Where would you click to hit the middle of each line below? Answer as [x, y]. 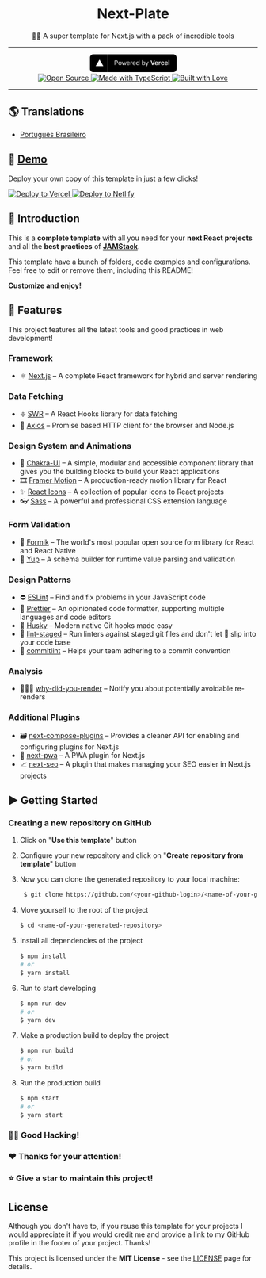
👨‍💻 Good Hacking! [44, 1135]
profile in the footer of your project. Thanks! [80, 1243]
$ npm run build [46, 1051]
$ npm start [39, 1098]
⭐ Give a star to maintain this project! [81, 1178]
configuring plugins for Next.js [69, 747]
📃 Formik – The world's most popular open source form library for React [137, 542]
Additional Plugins [44, 717]
